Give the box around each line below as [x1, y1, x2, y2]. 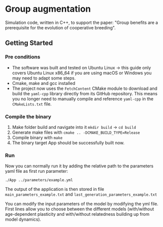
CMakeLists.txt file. [12, 101, 52, 107]
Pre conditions [5, 54, 41, 61]
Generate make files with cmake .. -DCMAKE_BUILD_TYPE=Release [12, 129, 140, 135]
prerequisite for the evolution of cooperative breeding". [5, 24, 116, 30]
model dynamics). [5, 216, 41, 223]
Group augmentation [5, 3, 91, 15]
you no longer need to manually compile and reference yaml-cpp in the [12, 96, 154, 102]
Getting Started [5, 39, 53, 47]
